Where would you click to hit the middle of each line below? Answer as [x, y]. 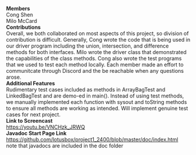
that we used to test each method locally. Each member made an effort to [95, 65]
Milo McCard [22, 21]
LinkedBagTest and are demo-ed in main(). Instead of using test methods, [95, 96]
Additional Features [31, 83]
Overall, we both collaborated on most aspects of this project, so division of [97, 33]
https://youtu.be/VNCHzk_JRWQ [45, 127]
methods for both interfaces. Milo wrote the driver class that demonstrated [96, 52]
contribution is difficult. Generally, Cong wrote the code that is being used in [98, 40]
